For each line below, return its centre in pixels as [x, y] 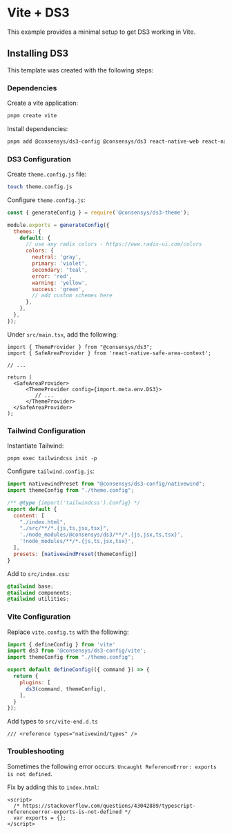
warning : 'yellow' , [60, 283]
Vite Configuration [39, 617]
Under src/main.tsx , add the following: [63, 334]
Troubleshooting [36, 751]
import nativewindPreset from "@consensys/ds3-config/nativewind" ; [106, 484]
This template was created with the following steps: [80, 70]
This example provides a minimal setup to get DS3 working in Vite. [101, 32]
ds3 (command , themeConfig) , [66, 689]
